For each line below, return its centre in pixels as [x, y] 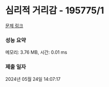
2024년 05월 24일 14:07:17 [33, 79]
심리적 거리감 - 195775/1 [55, 10]
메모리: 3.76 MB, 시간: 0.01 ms [36, 52]
